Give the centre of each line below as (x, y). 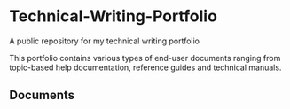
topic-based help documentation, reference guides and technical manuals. (145, 67)
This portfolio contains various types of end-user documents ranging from (145, 58)
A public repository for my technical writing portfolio (104, 41)
